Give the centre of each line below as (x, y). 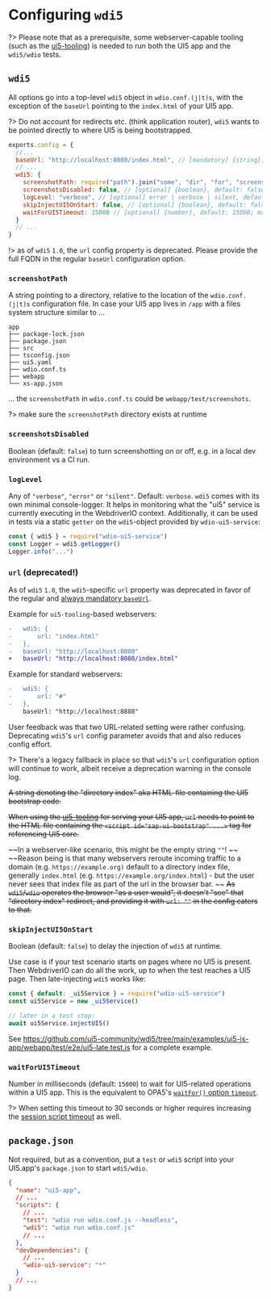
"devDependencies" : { (52, 1250)
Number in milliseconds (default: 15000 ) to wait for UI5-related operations (130, 1083)
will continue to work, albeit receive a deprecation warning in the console (130, 768)
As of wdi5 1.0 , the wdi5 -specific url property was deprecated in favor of (130, 589)
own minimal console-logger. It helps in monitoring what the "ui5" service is (134, 505)
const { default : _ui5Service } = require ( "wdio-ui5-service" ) (117, 994)
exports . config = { (41, 145)
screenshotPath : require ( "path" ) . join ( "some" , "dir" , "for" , (128, 182)
